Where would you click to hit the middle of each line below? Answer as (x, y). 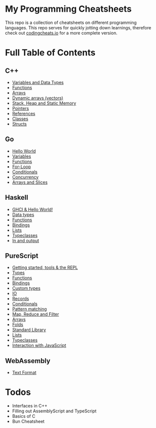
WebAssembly (28, 361)
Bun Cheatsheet (28, 422)
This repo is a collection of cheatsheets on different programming (71, 22)
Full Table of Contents (50, 53)
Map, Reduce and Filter (36, 314)
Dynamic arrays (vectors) (38, 98)
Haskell (17, 198)
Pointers (20, 108)
